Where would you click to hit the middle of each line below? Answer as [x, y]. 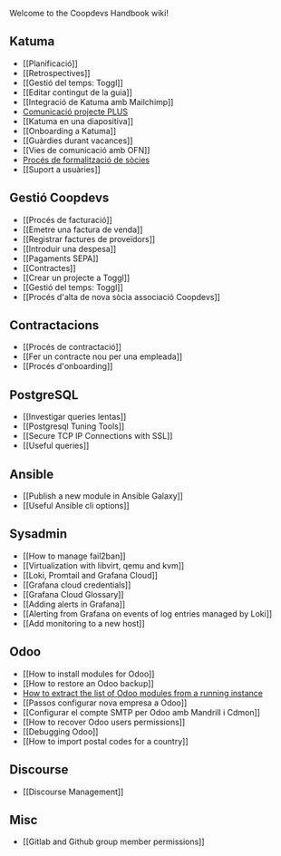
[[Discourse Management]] [73, 792]
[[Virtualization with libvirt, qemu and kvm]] [103, 565]
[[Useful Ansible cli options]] [76, 506]
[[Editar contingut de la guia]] [78, 92]
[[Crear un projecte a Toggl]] [76, 277]
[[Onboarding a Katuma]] [69, 131]
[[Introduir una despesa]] [69, 248]
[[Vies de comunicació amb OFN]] [86, 150]
